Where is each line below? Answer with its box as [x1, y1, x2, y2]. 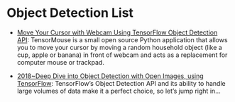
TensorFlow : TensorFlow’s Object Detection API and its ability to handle [16, 79, 226, 87]
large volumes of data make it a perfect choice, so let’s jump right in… [16, 87, 221, 95]
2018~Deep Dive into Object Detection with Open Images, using [16, 72, 204, 80]
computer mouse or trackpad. [16, 58, 104, 66]
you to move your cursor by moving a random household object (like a [16, 43, 223, 51]
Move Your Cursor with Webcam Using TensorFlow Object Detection [16, 28, 218, 37]
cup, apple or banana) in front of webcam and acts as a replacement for [16, 51, 228, 59]
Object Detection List [6, 5, 134, 21]
